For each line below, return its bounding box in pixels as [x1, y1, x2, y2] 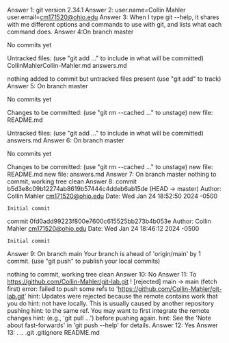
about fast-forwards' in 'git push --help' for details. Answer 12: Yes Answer [7, 321, 219, 329]
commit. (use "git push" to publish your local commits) [7, 257, 161, 265]
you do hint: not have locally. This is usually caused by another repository [7, 299, 214, 307]
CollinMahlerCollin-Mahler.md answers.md [7, 62, 128, 69]
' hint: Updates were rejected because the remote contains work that [24, 292, 218, 300]
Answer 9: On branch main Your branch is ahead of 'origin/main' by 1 [7, 250, 202, 257]
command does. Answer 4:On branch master [7, 27, 134, 36]
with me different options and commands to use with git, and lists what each [7, 21, 222, 28]
